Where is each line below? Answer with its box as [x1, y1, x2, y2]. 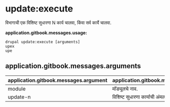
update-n [8, 93, 31, 100]
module [8, 85, 26, 92]
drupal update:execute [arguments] [5, 39, 80, 44]
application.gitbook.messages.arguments [5, 62, 141, 70]
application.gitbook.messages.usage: [5, 30, 88, 36]
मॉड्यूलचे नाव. [112, 85, 138, 92]
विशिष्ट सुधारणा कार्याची [112, 93, 155, 100]
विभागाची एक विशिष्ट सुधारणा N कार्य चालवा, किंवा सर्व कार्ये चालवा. [5, 20, 112, 26]
